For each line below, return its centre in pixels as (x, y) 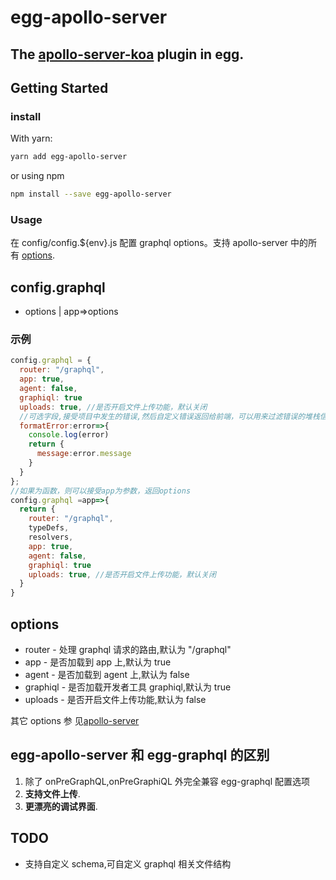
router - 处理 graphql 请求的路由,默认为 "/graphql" (128, 649)
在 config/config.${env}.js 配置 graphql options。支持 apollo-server (149, 243)
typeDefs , (49, 528)
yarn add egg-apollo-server (69, 157)
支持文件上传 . (52, 793)
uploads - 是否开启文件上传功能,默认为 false (115, 699)
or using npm (37, 176)
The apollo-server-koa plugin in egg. (127, 54)
